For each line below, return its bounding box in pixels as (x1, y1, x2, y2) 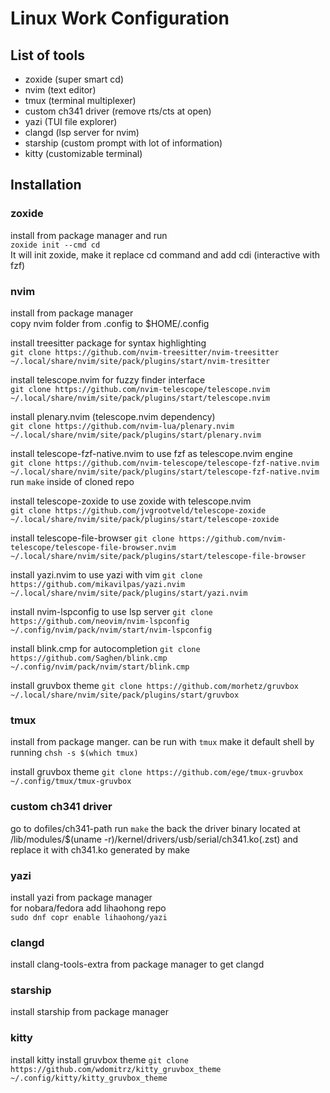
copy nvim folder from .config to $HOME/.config (10, 317, 210, 329)
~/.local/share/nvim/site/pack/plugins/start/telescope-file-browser (10, 551, 307, 561)
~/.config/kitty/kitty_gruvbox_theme (10, 1073, 168, 1083)
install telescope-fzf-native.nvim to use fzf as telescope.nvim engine (10, 447, 293, 459)
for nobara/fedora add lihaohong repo (10, 902, 167, 914)
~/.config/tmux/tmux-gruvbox (10, 777, 132, 787)
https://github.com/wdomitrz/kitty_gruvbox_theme (10, 1064, 222, 1074)
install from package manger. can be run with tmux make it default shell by (10, 736, 315, 748)
